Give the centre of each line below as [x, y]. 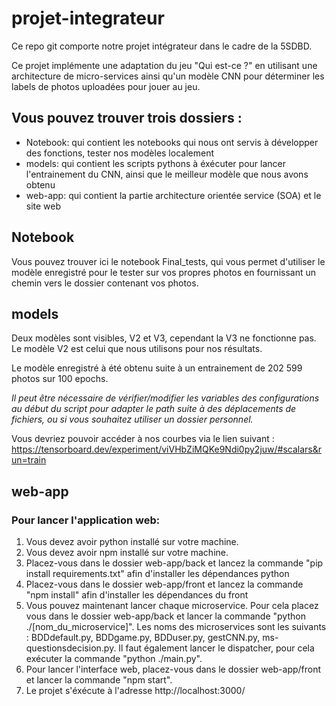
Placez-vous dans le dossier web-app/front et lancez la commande [164, 584]
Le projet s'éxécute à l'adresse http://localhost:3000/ [135, 691]
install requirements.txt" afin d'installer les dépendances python [157, 574]
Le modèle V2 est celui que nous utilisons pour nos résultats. [137, 349]
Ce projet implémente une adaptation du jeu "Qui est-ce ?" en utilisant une [164, 65]
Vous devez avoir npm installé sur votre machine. [127, 553]
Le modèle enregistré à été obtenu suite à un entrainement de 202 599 [157, 368]
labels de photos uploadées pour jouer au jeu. [106, 86]
